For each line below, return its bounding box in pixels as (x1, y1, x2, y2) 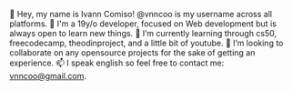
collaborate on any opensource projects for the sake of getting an (9, 47, 256, 58)
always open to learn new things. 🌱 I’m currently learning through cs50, (9, 28, 278, 38)
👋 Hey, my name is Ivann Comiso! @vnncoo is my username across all (9, 9, 273, 19)
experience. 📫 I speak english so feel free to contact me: (9, 57, 225, 68)
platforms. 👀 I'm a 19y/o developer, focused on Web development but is (9, 18, 278, 29)
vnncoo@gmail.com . (9, 71, 86, 81)
